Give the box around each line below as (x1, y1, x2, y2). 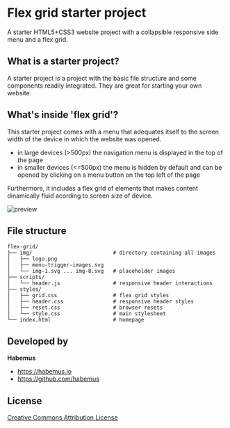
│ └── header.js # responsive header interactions (7, 280, 213, 287)
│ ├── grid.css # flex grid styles (7, 292, 170, 299)
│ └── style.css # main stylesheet (7, 310, 167, 317)
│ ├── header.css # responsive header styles (7, 298, 195, 306)
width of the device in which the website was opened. (7, 134, 162, 143)
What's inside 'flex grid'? (7, 109, 119, 121)
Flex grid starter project (7, 5, 147, 21)
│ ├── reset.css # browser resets (7, 304, 163, 311)
